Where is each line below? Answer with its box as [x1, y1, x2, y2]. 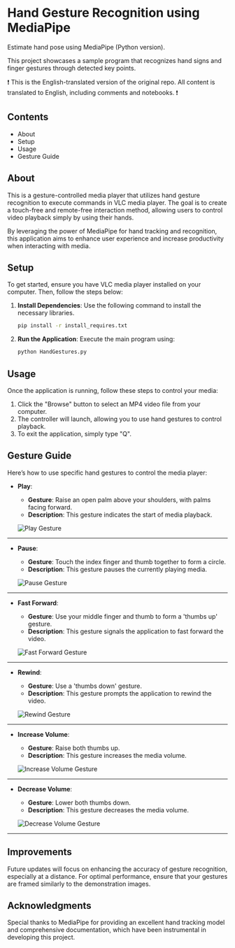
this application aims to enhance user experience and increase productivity [7, 234, 224, 243]
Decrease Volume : [17, 784, 72, 793]
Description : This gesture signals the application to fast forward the [27, 627, 224, 635]
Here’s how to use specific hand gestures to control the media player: [7, 468, 208, 477]
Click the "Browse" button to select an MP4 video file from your [17, 400, 201, 408]
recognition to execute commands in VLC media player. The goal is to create [7, 198, 227, 207]
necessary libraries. [17, 309, 75, 317]
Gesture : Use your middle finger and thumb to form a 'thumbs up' [27, 612, 218, 620]
